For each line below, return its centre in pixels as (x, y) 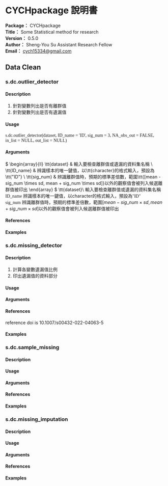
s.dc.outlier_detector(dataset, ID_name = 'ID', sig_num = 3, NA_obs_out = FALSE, (80, 135)
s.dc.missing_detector (34, 245)
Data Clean (23, 67)
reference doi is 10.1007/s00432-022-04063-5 (54, 322)
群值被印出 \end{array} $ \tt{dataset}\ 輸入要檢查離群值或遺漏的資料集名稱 (83, 190)
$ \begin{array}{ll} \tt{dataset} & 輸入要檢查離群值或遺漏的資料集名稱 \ (79, 164)
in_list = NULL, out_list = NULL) (36, 140)
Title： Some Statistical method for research (52, 32)
